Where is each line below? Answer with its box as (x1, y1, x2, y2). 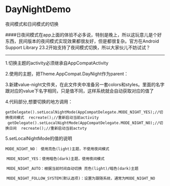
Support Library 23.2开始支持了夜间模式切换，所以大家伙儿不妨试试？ (5, 44, 151, 50)
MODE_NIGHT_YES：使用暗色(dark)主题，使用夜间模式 (6, 156, 105, 161)
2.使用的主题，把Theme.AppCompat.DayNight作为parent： (5, 70, 129, 77)
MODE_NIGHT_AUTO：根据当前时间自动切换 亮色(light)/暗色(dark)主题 (6, 166, 139, 171)
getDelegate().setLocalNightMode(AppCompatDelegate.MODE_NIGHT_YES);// (5, 109, 159, 115)
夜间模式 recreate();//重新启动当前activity (9, 115, 99, 120)
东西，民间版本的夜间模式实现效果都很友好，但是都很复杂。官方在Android (5, 38, 159, 44)
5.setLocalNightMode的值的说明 (5, 135, 72, 141)
